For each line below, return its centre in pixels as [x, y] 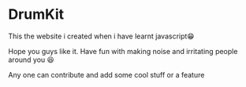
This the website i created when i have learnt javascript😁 [101, 36]
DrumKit [36, 14]
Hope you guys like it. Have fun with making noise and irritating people [123, 51]
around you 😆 [32, 60]
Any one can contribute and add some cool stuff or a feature [106, 74]
